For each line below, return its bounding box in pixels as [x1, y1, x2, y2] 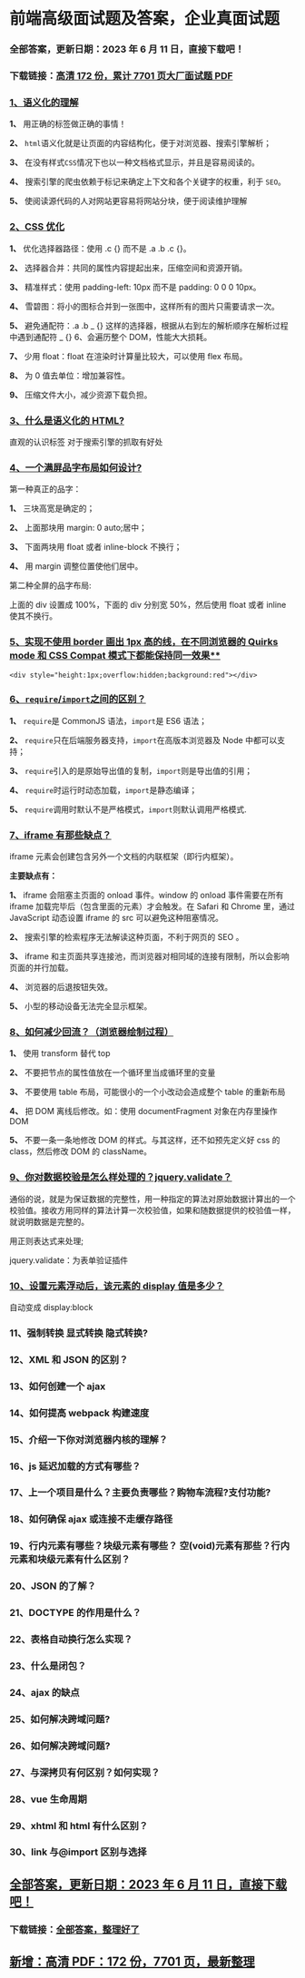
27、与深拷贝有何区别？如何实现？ [9, 1766, 161, 1778]
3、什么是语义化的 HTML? [9, 414, 125, 426]
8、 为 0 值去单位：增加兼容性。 [9, 369, 130, 381]
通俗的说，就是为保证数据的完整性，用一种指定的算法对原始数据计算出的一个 [9, 1193, 296, 1204]
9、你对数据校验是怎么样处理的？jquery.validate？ [9, 1171, 233, 1184]
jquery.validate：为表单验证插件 [9, 1254, 129, 1266]
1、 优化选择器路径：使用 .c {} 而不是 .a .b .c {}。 [9, 242, 192, 254]
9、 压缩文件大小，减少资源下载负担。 [9, 389, 152, 400]
